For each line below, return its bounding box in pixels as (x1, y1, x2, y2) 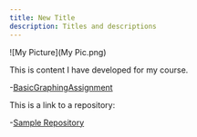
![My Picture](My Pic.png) (9, 46, 107, 57)
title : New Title (9, 13, 76, 23)
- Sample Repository (9, 117, 85, 128)
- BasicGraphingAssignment (9, 82, 113, 93)
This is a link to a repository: (9, 99, 116, 110)
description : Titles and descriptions (9, 22, 157, 31)
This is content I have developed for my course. (9, 64, 189, 75)
